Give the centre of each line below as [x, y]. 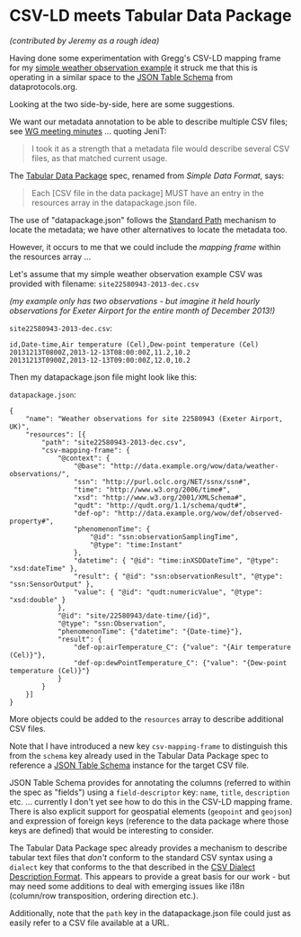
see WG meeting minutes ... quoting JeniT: [88, 131]
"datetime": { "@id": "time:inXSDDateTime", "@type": [176, 560]
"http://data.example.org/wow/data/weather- [194, 466]
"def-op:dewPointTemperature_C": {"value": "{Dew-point [180, 662]
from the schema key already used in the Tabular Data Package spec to [139, 755]
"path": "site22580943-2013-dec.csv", [114, 442]
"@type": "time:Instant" [136, 545]
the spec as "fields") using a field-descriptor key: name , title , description [150, 792]
